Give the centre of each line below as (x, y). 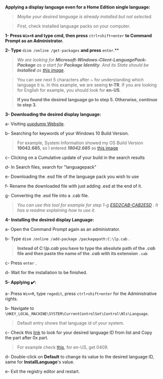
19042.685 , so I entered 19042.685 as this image (68, 148)
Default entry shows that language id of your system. (70, 323)
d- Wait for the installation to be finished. (46, 272)
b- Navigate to (20, 308)
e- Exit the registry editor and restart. (42, 371)
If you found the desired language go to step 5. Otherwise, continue (87, 100)
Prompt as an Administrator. (34, 41)
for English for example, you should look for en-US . (69, 90)
